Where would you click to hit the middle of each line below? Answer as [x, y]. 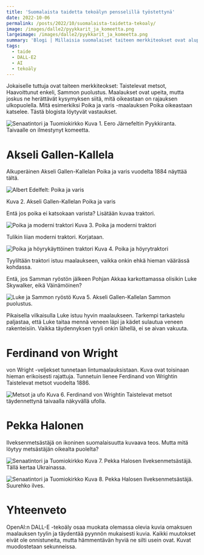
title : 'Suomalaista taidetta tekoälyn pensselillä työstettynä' [90, 12]
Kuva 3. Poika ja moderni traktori [116, 225]
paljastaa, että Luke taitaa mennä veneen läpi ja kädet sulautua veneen [95, 322]
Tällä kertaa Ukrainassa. [36, 467]
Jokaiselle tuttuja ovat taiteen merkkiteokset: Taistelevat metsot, [87, 86]
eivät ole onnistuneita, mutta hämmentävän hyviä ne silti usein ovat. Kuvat [99, 540]
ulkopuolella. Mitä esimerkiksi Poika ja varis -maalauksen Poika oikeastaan [99, 105]
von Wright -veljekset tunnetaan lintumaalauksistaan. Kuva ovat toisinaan [98, 370]
